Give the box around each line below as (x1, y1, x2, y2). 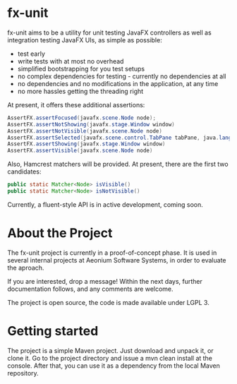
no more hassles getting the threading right (17, 87, 144, 95)
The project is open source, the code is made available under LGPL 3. (7, 298, 209, 306)
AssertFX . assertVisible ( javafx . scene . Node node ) (7, 147, 153, 155)
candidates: (7, 167, 42, 176)
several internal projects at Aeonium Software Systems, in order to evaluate (7, 256, 227, 264)
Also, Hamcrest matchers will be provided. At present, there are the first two (7, 160, 229, 169)
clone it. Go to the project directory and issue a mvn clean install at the (7, 354, 213, 362)
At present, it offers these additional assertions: (7, 100, 145, 109)
